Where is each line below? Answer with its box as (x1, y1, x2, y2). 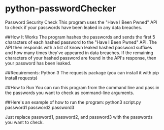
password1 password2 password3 (5, 104, 75, 110)
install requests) (5, 75, 38, 81)
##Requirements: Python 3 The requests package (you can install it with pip (5, 69, 159, 75)
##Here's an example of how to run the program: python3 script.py (5, 99, 141, 105)
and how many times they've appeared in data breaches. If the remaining (5, 50, 154, 56)
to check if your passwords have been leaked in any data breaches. (5, 24, 142, 30)
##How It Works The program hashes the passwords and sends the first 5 (5, 34, 155, 40)
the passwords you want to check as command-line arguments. (5, 90, 134, 96)
